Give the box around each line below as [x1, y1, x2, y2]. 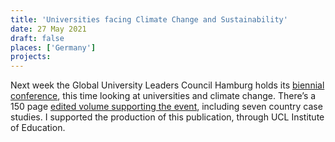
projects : [10, 52, 52, 62]
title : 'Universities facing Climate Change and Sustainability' [10, 14, 288, 25]
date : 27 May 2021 [10, 24, 87, 34]
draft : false [10, 33, 65, 43]
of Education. [10, 122, 66, 134]
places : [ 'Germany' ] [10, 42, 97, 53]
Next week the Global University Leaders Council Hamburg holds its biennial [10, 79, 325, 91]
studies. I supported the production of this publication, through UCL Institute [10, 111, 325, 123]
